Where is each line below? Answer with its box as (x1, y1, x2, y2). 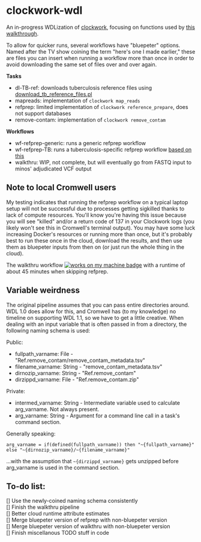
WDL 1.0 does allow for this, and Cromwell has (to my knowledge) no (6, 308, 176, 315)
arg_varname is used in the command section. (6, 464, 120, 471)
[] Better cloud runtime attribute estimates (6, 510, 110, 517)
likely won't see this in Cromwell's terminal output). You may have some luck (6, 224, 196, 231)
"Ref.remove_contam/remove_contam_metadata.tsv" (14, 357, 146, 364)
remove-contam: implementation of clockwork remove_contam (14, 116, 166, 123)
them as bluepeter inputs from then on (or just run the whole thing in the (6, 243, 185, 251)
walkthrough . (6, 30, 39, 37)
